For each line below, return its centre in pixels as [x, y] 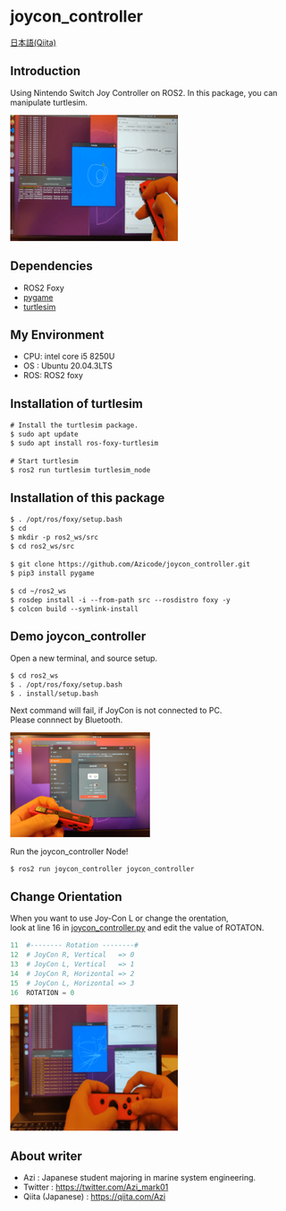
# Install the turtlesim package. [75, 426]
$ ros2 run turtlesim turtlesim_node [80, 471]
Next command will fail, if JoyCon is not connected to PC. [116, 710]
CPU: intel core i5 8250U [69, 357]
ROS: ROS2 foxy [53, 376]
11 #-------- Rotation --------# [75, 946]
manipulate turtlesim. [49, 102]
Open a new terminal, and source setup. [84, 658]
